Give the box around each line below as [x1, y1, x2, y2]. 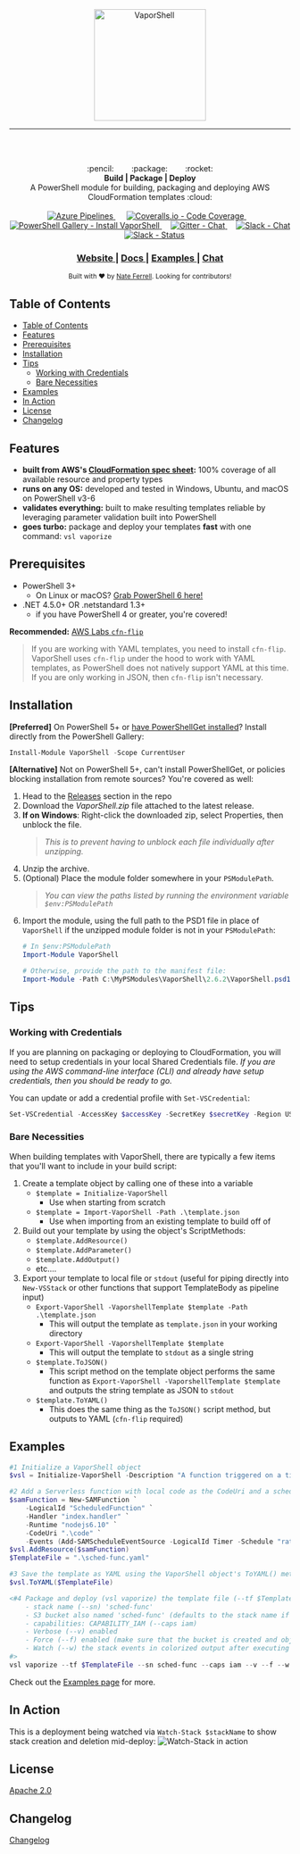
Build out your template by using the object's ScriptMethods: [21, 1225, 246, 1235]
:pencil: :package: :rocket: [87, 163, 213, 173]
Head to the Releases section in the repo [21, 791, 172, 802]
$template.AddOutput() [35, 1255, 121, 1264]
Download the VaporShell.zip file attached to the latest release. [21, 801, 254, 811]
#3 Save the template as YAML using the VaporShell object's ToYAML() [9, 1570, 278, 1579]
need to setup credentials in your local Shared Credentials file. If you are [9, 1056, 276, 1067]
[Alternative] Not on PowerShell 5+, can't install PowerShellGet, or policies [9, 764, 286, 775]
